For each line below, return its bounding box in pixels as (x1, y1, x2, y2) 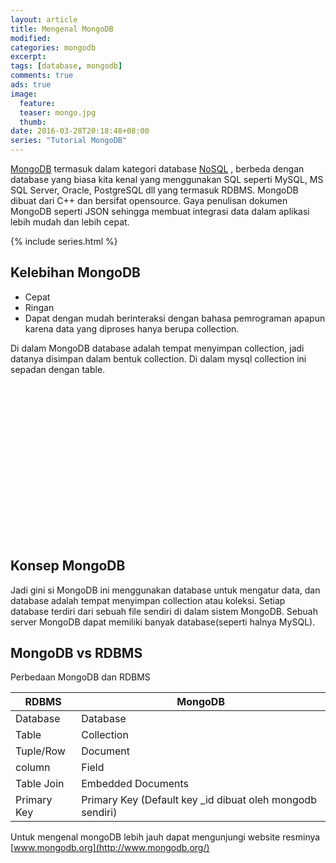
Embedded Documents (81, 777, 190, 791)
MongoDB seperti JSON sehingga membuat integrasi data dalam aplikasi (10, 206, 310, 217)
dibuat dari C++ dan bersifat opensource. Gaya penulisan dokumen (10, 195, 288, 206)
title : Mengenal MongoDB (10, 24, 114, 34)
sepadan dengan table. (10, 363, 106, 375)
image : (10, 89, 38, 99)
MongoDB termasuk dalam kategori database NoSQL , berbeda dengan (10, 163, 305, 175)
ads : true (10, 80, 52, 90)
